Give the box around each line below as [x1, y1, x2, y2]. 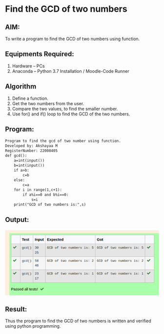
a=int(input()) [14, 158, 45, 163]
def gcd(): [5, 153, 27, 158]
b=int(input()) [14, 163, 45, 168]
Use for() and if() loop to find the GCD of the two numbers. [12, 111, 130, 117]
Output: [5, 215, 29, 223]
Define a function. [12, 95, 49, 101]
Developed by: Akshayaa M [5, 143, 58, 149]
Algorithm [5, 82, 37, 91]
